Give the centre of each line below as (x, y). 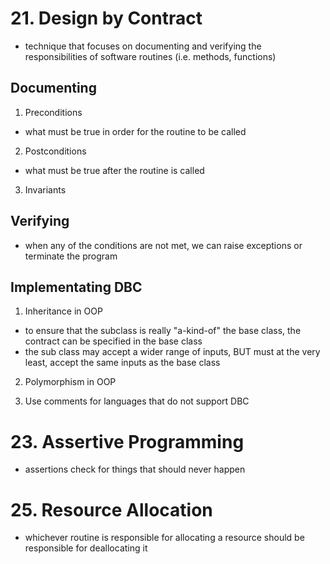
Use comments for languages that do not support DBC (137, 401)
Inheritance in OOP (63, 311)
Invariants (45, 189)
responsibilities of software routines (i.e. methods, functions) (150, 56)
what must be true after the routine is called (114, 170)
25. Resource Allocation (111, 509)
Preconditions (53, 112)
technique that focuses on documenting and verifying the (143, 46)
